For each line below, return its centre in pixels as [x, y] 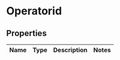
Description [70, 50]
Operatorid [34, 11]
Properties [27, 33]
